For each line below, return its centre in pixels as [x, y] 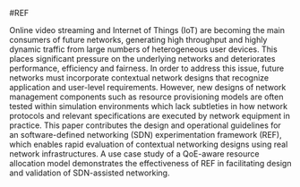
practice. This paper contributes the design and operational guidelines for [146, 125]
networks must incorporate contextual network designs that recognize [139, 78]
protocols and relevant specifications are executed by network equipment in [150, 116]
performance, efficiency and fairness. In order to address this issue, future [147, 68]
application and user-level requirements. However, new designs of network [148, 87]
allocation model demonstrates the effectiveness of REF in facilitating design [150, 163]
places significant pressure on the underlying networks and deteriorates [142, 59]
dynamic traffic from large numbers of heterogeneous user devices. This [143, 49]
